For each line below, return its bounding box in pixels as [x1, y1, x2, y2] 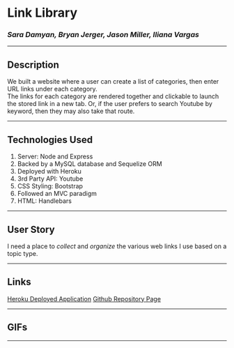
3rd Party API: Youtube [17, 174, 84, 183]
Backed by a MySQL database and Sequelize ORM [17, 160, 162, 168]
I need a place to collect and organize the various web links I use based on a [7, 242, 227, 250]
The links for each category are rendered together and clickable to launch [7, 92, 219, 100]
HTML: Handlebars [17, 197, 72, 205]
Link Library [7, 5, 78, 21]
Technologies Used [7, 134, 93, 146]
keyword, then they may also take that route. [7, 107, 135, 116]
